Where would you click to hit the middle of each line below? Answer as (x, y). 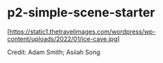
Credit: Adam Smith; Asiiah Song (54, 52)
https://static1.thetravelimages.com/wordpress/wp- (83, 32)
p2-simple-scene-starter (81, 13)
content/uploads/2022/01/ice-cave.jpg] (63, 38)
